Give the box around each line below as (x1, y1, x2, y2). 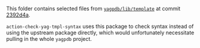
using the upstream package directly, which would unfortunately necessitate (6, 29, 195, 36)
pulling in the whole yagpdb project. (6, 36, 93, 42)
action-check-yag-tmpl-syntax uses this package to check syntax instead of (6, 23, 194, 30)
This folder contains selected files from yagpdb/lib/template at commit (6, 5, 181, 12)
